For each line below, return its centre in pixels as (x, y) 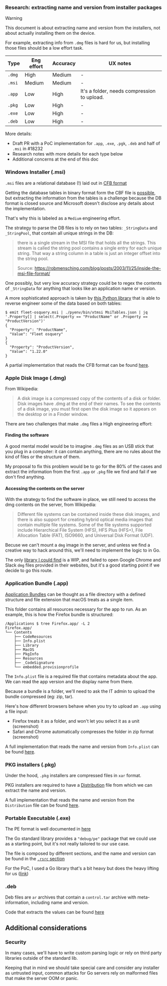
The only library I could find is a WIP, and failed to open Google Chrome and (83, 560)
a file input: (17, 711)
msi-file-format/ (34, 273)
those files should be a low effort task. (44, 48)
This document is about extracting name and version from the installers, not (83, 28)
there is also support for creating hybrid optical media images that (85, 520)
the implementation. (26, 208)
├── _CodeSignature (34, 662)
